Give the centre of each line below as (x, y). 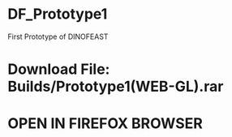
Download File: (59, 69)
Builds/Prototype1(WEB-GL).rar (116, 87)
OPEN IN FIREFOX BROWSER (105, 124)
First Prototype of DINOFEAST (58, 36)
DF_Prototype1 (58, 14)
